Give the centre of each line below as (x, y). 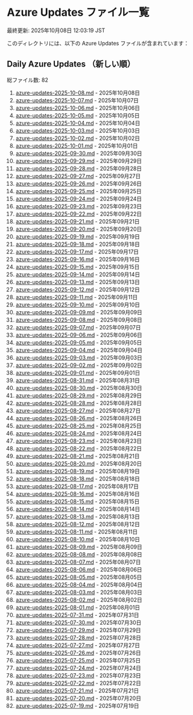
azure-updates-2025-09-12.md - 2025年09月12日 (78, 289)
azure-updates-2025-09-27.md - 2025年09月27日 (78, 176)
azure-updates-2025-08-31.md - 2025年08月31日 (78, 380)
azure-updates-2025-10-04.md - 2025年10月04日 (78, 123)
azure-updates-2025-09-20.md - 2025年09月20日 (79, 229)
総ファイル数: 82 (28, 80)
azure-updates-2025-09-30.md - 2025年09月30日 (79, 153)
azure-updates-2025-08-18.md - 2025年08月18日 (78, 478)
